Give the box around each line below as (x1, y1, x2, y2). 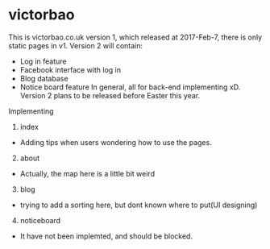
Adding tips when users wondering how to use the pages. (19, 137, 212, 147)
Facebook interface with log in (19, 64, 122, 74)
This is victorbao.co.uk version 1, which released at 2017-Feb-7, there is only (8, 32, 263, 42)
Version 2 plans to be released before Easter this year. (19, 90, 200, 100)
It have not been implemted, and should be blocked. (19, 231, 193, 241)
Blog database (19, 73, 69, 83)
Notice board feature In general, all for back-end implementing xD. (19, 82, 241, 92)
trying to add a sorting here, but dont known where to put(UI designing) (19, 200, 258, 210)
